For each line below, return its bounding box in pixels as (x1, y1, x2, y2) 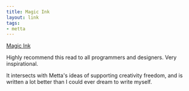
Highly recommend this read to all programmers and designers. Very (6, 54, 177, 61)
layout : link (6, 14, 39, 20)
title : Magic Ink (6, 8, 50, 15)
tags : (6, 20, 20, 26)
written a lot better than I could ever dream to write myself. (6, 78, 152, 86)
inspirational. (6, 60, 39, 67)
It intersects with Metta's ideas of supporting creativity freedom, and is (6, 72, 183, 79)
